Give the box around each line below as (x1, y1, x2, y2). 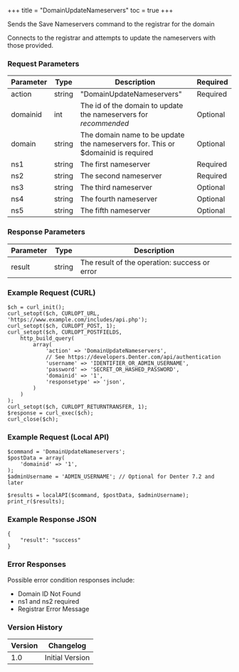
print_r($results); (7, 498, 65, 506)
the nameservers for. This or (80, 139, 176, 149)
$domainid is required (80, 148, 154, 158)
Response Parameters (7, 227, 85, 237)
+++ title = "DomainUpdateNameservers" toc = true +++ (7, 6, 174, 14)
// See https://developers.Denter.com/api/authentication (45, 353, 221, 361)
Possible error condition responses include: (7, 575, 135, 584)
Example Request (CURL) (7, 287, 96, 297)
